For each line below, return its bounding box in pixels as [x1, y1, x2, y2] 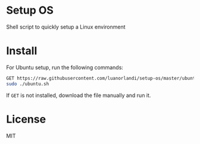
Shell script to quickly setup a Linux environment [6, 23, 126, 30]
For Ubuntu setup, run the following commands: [6, 64, 124, 71]
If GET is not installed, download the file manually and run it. [6, 92, 151, 99]
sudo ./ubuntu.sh [6, 81, 49, 87]
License [6, 112, 46, 126]
